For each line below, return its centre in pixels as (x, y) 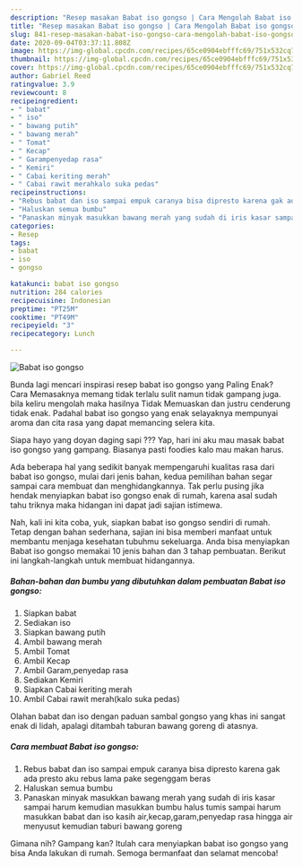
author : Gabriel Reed (51, 76)
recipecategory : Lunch (52, 334)
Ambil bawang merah (62, 641)
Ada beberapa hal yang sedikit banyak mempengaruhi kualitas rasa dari (142, 467)
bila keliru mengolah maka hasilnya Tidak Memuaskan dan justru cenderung (150, 403)
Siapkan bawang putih (65, 632)
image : (22, 51)
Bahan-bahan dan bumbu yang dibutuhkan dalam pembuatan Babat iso (148, 581)
